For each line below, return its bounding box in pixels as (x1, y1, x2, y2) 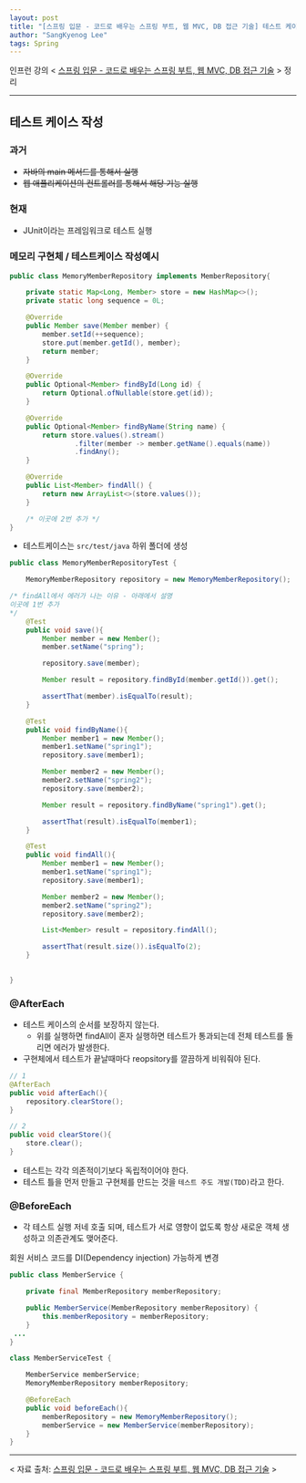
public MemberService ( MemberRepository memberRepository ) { (25, 1303, 259, 1312)
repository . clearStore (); (25, 1096, 125, 1106)
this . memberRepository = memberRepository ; (42, 1312, 209, 1321)
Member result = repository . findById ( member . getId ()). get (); (42, 676, 280, 685)
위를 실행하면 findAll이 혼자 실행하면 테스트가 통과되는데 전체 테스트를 (36, 1031, 284, 1042)
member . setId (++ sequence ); (42, 329, 145, 338)
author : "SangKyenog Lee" (9, 30, 107, 39)
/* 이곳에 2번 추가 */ (25, 514, 100, 524)
